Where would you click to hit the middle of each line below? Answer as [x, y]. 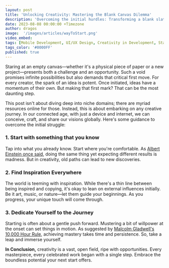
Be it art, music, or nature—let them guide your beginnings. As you [74, 194]
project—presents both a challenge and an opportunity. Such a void [75, 72]
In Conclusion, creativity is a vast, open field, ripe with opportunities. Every [83, 249]
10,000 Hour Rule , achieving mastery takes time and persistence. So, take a [83, 234]
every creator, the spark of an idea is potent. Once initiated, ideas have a [80, 83]
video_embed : [19, 38]
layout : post [19, 10]
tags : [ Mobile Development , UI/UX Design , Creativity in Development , [81, 43]
